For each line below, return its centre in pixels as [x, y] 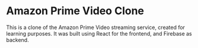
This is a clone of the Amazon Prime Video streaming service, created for [96, 27]
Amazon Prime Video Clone [75, 11]
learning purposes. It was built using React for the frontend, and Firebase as [99, 33]
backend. [17, 40]
